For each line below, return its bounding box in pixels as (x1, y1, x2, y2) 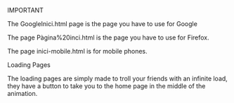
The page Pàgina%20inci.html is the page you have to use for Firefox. (7, 33, 209, 42)
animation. (7, 90, 38, 97)
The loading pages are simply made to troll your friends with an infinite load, (7, 74, 228, 83)
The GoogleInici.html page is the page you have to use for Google (7, 20, 198, 28)
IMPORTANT (7, 6, 44, 14)
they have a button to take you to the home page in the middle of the (7, 82, 206, 90)
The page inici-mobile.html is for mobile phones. (7, 47, 148, 55)
